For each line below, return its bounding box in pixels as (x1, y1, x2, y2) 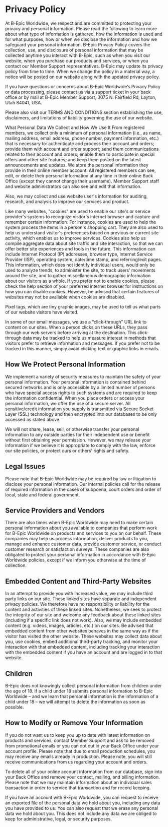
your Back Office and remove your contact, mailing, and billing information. (5, 774, 160, 780)
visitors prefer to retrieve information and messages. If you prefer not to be (5, 340, 160, 346)
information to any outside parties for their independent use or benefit (5, 431, 150, 437)
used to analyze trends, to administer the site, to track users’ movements (5, 267, 155, 273)
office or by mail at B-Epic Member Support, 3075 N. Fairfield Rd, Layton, (5, 94, 156, 100)
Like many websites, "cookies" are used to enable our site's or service (5, 208, 150, 214)
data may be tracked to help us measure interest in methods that (22, 335, 156, 341)
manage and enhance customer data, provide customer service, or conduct (5, 541, 161, 547)
